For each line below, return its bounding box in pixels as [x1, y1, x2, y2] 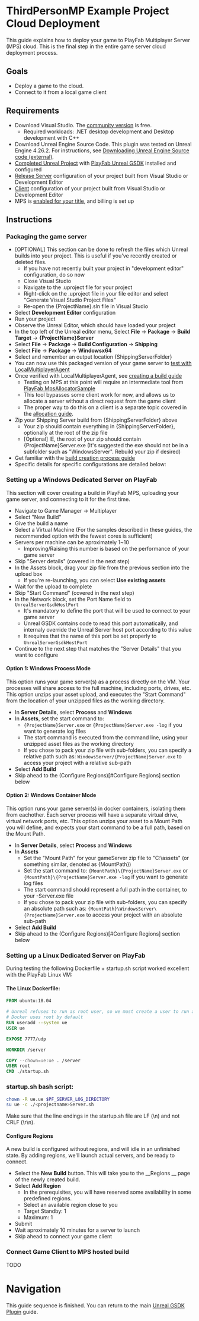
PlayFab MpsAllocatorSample [23, 385, 96, 392]
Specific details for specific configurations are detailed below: [14, 461, 166, 468]
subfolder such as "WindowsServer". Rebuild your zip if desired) [23, 448, 181, 456]
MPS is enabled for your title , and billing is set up [14, 197, 134, 205]
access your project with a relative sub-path [23, 759, 131, 766]
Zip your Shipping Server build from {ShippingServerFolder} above [14, 416, 178, 423]
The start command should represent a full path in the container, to [23, 886, 188, 893]
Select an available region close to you [23, 1201, 118, 1209]
